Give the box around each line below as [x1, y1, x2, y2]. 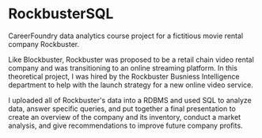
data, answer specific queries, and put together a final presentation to [8, 104, 236, 113]
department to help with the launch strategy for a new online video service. [8, 80, 253, 90]
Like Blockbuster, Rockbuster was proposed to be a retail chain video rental [8, 55, 255, 64]
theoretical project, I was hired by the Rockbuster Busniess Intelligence [8, 71, 240, 81]
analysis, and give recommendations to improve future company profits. [8, 121, 243, 130]
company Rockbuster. [8, 39, 80, 48]
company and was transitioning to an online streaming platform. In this [8, 63, 237, 72]
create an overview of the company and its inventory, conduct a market [8, 112, 241, 121]
